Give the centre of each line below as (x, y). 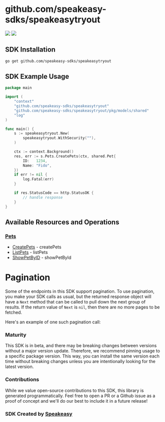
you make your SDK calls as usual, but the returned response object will (78, 297)
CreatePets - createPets (37, 247)
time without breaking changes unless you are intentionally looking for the (80, 362)
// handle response (43, 197)
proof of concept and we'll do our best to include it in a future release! (76, 401)
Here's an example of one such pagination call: (53, 322)
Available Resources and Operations (62, 222)
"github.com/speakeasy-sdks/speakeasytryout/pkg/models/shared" (82, 111)
